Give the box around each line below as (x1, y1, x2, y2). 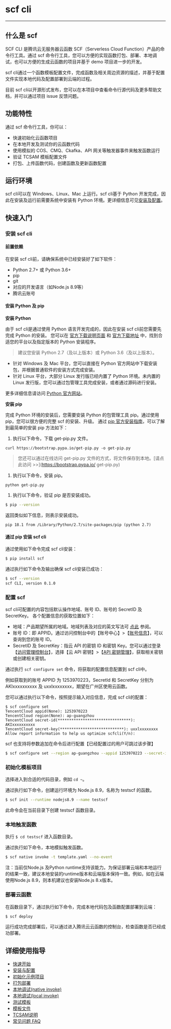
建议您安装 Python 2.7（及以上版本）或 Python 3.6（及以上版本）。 (17, 350, 157, 356)
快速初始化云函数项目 (12, 134, 58, 141)
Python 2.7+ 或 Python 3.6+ (12, 266, 71, 273)
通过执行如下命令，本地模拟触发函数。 (5, 844, 85, 851)
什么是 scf (5, 32, 38, 40)
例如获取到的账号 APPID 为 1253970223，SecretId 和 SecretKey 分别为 (5, 677, 154, 683)
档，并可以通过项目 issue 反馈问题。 (5, 93, 81, 99)
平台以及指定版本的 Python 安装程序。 (18, 339, 99, 345)
